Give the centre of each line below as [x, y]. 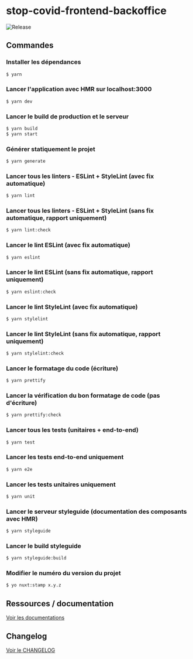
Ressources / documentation [60, 604]
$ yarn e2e [19, 469]
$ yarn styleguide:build [36, 558]
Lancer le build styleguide [44, 546]
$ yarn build [22, 128]
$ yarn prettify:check [34, 415]
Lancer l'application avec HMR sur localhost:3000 [79, 89]
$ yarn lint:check [28, 230]
